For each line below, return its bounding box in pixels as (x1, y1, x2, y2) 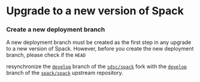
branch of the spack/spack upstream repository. (6, 70, 124, 77)
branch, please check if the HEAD (6, 52, 86, 59)
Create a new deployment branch (6, 26, 105, 34)
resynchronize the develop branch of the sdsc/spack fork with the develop (6, 63, 187, 70)
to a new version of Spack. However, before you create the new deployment (6, 45, 194, 52)
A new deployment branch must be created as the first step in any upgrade (6, 39, 192, 46)
